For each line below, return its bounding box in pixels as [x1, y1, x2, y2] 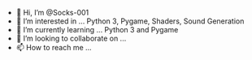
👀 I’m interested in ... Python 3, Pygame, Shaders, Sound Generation [15, 16, 245, 26]
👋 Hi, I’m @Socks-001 [15, 8, 89, 17]
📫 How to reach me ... [15, 43, 92, 52]
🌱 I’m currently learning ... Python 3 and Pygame [15, 25, 179, 34]
